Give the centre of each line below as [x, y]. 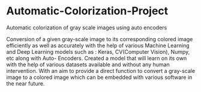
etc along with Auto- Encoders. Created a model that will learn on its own [97, 58]
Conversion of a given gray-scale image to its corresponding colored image [100, 39]
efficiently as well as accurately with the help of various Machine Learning [98, 45]
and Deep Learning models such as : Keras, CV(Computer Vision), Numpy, [98, 51]
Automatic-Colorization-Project [87, 11]
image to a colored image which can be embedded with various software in [99, 77]
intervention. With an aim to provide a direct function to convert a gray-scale [101, 70]
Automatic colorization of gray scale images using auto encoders [87, 27]
